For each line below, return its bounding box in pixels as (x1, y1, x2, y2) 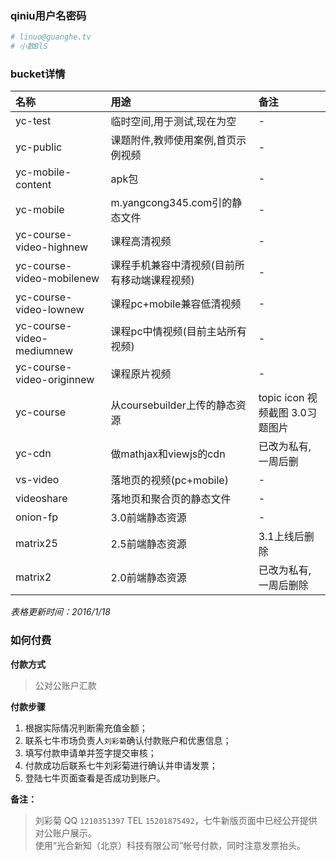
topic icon (258, 391, 305, 405)
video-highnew (15, 240, 89, 254)
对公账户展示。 (34, 827, 97, 839)
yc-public (15, 140, 63, 154)
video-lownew (15, 303, 85, 317)
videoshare (15, 492, 68, 506)
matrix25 (15, 537, 58, 551)
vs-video (15, 473, 60, 487)
